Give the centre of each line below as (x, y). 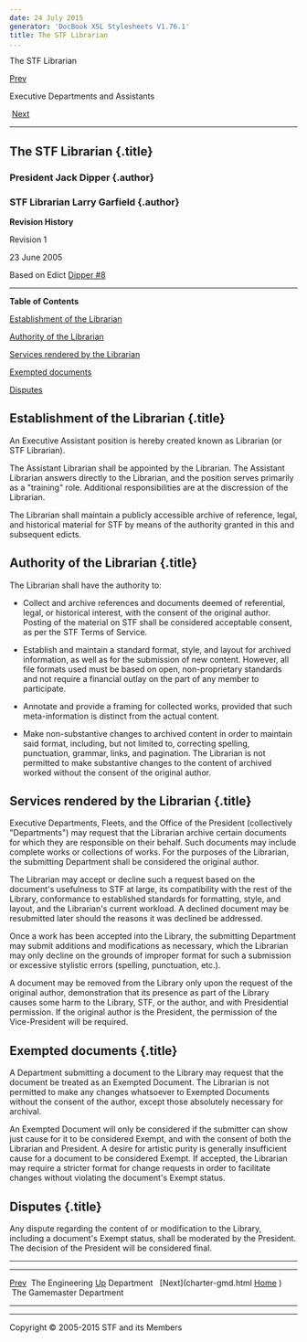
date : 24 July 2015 (47, 18)
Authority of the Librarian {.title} (104, 563)
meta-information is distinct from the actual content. (121, 716)
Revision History (42, 221)
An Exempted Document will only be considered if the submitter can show (148, 1129)
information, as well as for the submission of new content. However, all (156, 659)
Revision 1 (28, 240)
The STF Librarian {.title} (81, 151)
